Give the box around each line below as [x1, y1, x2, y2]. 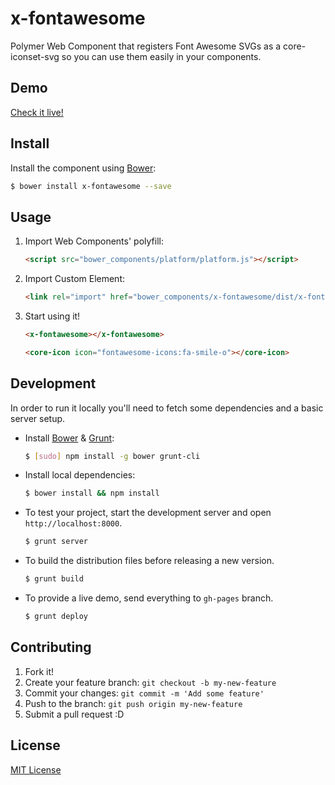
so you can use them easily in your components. [61, 50, 262, 62]
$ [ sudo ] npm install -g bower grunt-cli [24, 451, 201, 461]
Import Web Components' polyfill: [24, 235, 164, 247]
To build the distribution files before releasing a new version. [24, 555, 275, 567]
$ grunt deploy [24, 612, 89, 622]
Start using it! [24, 310, 81, 322]
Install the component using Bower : [10, 162, 157, 174]
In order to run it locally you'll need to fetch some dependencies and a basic [10, 402, 324, 414]
